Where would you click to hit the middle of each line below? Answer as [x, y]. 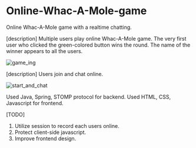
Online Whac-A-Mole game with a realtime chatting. [69, 27]
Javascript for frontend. [35, 103]
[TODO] [16, 114]
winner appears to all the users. [44, 51]
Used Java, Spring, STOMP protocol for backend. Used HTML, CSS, [89, 97]
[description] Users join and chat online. [55, 74]
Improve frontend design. [45, 138]
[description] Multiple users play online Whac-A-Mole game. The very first [96, 38]
